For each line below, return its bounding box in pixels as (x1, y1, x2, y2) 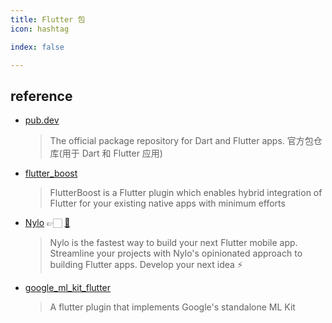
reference (10, 87, 73, 105)
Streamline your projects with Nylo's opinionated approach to (49, 247, 303, 260)
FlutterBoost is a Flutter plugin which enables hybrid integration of (49, 187, 323, 199)
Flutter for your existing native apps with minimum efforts (49, 197, 286, 210)
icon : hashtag (10, 24, 70, 34)
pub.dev (24, 114, 60, 126)
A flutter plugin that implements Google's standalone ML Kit (49, 301, 296, 313)
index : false (10, 42, 65, 52)
